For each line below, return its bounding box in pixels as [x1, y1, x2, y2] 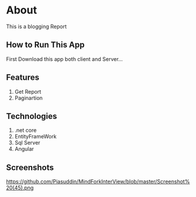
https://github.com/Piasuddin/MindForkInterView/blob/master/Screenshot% [6, 178, 190, 185]
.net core [14, 127, 37, 134]
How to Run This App [6, 40, 85, 50]
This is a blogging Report [6, 23, 67, 30]
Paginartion [14, 94, 43, 101]
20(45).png [6, 184, 34, 191]
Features [6, 73, 39, 83]
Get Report [14, 88, 41, 95]
